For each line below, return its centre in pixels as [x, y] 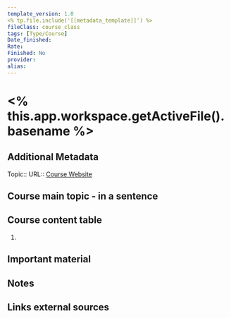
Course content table [55, 220]
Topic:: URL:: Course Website [50, 174]
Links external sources [58, 307]
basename [39, 131]
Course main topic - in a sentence [83, 196]
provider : [22, 60]
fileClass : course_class [44, 27]
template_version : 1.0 [40, 14]
